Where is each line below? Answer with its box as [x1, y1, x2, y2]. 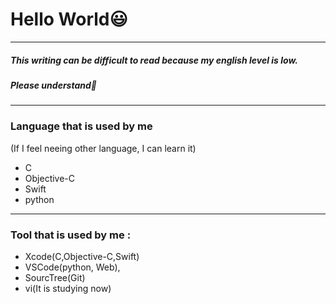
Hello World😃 [10, 8, 128, 31]
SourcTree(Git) [24, 271, 86, 283]
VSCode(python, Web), [24, 261, 121, 273]
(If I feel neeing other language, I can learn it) [10, 142, 197, 154]
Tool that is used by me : [10, 228, 132, 242]
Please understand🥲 [10, 79, 97, 91]
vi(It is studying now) [24, 282, 112, 294]
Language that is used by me [10, 119, 153, 133]
